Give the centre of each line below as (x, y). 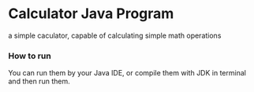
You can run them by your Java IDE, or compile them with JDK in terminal (127, 73)
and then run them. (39, 81)
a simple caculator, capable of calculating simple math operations (115, 35)
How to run (30, 56)
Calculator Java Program (91, 14)
